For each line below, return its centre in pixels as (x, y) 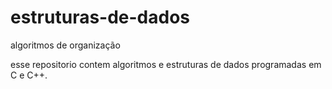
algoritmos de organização (65, 45)
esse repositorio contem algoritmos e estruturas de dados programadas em (166, 64)
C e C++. (29, 75)
